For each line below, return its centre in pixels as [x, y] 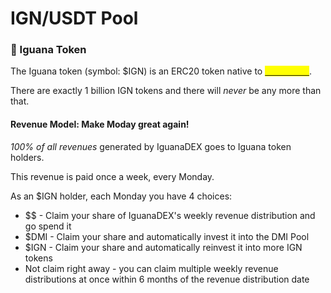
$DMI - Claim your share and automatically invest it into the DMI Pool [167, 236]
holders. [27, 157]
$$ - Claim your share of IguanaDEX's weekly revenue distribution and [170, 215]
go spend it [48, 226]
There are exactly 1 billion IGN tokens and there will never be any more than [166, 91]
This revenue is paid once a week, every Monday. [112, 176]
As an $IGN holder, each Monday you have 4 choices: [121, 196]
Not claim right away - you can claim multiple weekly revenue [151, 268]
